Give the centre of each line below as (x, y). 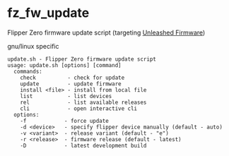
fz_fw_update (48, 13)
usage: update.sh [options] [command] (64, 65)
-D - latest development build (83, 145)
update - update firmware (71, 84)
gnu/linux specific (33, 46)
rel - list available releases (83, 102)
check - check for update (72, 78)
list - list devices (66, 96)
